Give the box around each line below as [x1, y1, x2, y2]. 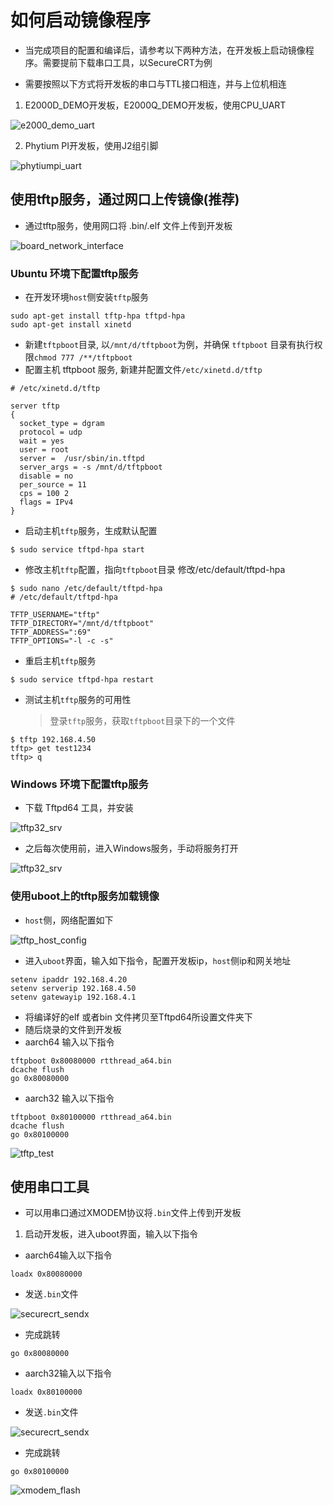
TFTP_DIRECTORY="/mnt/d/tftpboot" [10, 619, 155, 629]
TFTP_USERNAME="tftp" [10, 610, 101, 620]
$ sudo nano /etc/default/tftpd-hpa [10, 584, 163, 594]
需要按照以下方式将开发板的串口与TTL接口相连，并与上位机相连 [24, 77, 287, 90]
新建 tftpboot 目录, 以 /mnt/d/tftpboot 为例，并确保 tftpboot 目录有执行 [24, 339, 315, 351]
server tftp [10, 401, 60, 411]
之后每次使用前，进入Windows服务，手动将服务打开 [24, 842, 239, 855]
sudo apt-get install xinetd [10, 320, 132, 330]
